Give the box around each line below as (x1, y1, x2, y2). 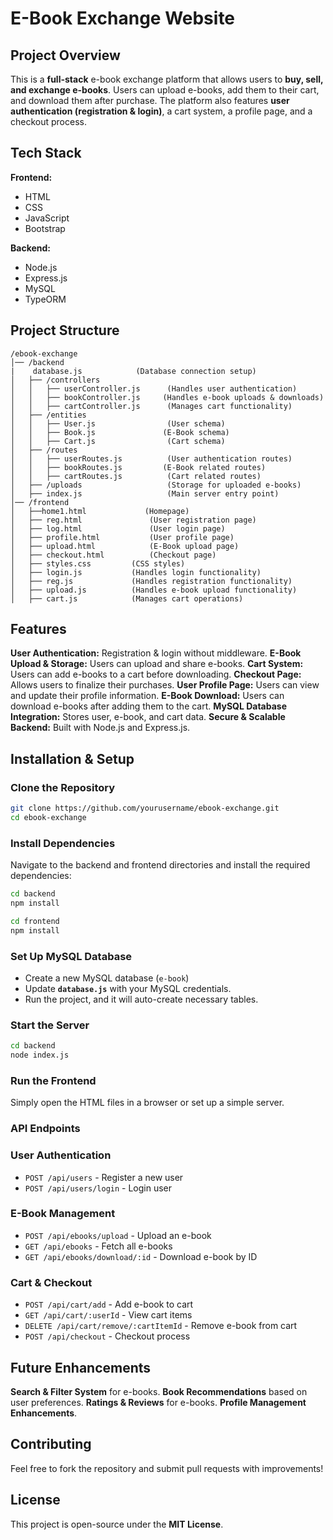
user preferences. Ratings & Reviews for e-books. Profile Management (10, 1396, 307, 1408)
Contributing (10, 1436, 92, 1453)
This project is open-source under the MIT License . (10, 1518, 224, 1530)
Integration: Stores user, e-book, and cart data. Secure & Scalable (10, 711, 286, 723)
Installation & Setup (10, 750, 135, 767)
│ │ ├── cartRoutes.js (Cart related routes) (10, 471, 262, 481)
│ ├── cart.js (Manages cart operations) (10, 593, 244, 604)
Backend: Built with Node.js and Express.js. (10, 722, 191, 734)
